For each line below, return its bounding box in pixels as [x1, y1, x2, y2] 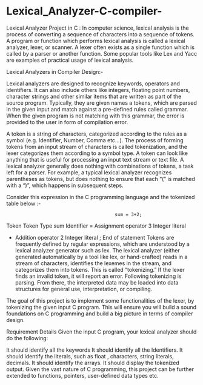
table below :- [6, 200, 41, 207]
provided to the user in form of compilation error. [6, 118, 128, 125]
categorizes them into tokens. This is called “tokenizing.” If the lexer [15, 266, 185, 273]
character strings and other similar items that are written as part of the [6, 93, 182, 100]
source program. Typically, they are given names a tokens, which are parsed [6, 99, 197, 107]
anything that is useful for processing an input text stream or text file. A [6, 156, 184, 163]
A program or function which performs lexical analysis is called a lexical [6, 37, 185, 44]
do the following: [6, 334, 48, 341]
